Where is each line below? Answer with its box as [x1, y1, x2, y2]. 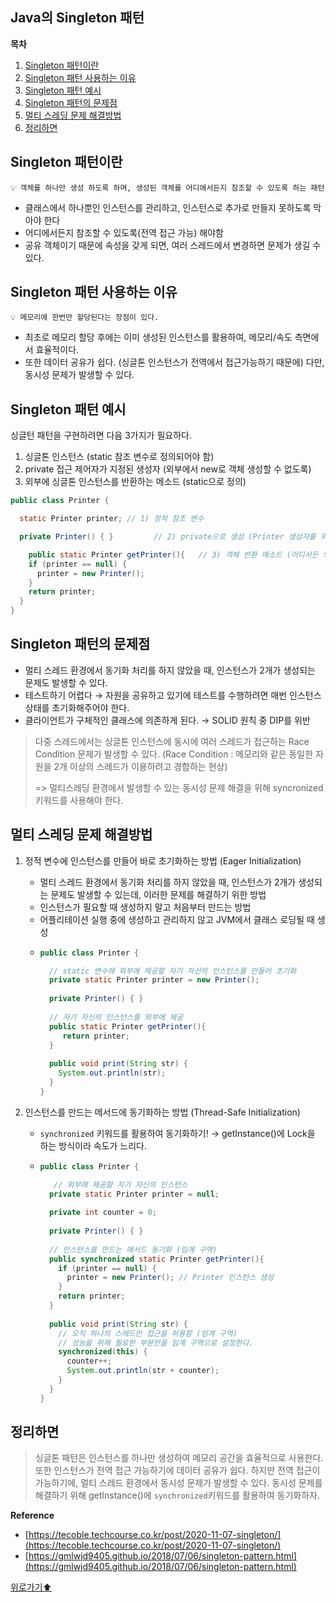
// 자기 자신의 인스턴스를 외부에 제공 [48, 1012, 184, 1022]
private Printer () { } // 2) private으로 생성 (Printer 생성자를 [19, 532, 317, 542]
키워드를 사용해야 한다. [34, 794, 124, 806]
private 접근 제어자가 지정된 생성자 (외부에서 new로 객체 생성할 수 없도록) [24, 463, 312, 475]
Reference [10, 1509, 55, 1522]
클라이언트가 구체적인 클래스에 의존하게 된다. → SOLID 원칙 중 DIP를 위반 [24, 714, 311, 726]
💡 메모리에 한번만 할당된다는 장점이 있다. [10, 313, 160, 323]
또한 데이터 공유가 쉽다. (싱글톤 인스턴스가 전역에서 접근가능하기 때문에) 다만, [24, 356, 325, 368]
